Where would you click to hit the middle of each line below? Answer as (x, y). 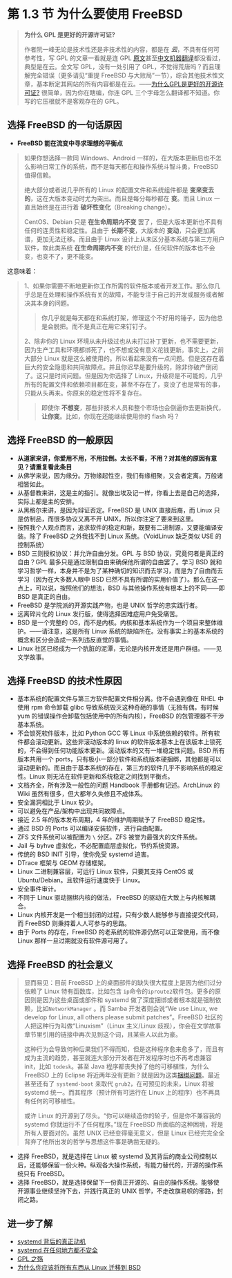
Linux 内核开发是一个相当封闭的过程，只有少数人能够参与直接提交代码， (119, 915)
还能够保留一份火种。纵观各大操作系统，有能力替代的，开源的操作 (123, 1165)
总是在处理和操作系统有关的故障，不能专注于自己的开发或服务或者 (124, 294)
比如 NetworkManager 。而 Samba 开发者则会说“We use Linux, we (127, 1009)
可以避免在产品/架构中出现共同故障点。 (73, 811)
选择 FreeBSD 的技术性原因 (65, 681)
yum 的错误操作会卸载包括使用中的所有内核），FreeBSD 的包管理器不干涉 (120, 716)
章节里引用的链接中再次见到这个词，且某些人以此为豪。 (103, 1035)
